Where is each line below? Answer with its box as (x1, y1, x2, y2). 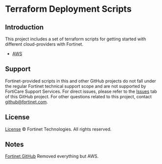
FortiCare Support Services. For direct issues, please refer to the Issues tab (5, 88, 158, 94)
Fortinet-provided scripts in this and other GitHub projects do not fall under (5, 78, 157, 84)
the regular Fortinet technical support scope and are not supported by (5, 83, 146, 89)
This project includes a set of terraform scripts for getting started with (5, 36, 146, 42)
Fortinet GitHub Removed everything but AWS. (5, 153, 99, 159)
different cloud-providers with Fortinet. (5, 41, 84, 47)
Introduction (5, 23, 44, 31)
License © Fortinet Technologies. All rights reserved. (5, 126, 112, 132)
